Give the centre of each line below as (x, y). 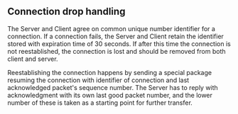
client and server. (33, 59)
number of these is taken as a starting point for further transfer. (100, 103)
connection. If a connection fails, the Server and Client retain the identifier (115, 36)
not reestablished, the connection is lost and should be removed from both (117, 51)
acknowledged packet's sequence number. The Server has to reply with (113, 87)
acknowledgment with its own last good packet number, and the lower (110, 95)
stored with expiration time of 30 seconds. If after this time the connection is (119, 44)
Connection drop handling (66, 12)
